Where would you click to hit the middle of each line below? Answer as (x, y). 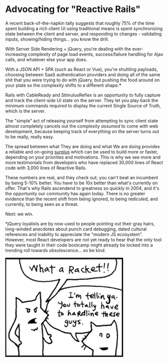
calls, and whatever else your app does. (46, 59)
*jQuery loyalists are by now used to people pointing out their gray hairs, (80, 223)
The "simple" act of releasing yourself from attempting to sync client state (82, 120)
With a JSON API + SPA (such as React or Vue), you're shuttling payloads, (81, 69)
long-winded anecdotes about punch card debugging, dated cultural (76, 229)
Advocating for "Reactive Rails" (73, 9)
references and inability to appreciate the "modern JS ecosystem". (74, 234)
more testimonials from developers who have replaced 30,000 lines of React (84, 162)
